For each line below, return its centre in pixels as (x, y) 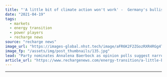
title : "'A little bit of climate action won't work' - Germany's (77, 10)
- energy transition (31, 28)
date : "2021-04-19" (25, 14)
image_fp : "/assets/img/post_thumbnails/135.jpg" (58, 51)
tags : (11, 19)
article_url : (19, 60)
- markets (20, 23)
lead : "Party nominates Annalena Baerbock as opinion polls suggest (78, 56)
